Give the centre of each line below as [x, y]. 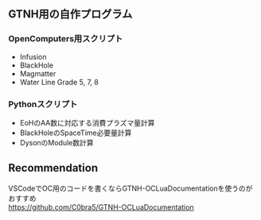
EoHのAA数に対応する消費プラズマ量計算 [87, 122]
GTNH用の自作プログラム [70, 14]
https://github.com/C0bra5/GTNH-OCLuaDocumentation [101, 207]
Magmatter [38, 73]
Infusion [33, 56]
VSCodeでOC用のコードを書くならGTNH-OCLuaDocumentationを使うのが [130, 188]
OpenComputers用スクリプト [66, 39]
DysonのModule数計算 [56, 142]
